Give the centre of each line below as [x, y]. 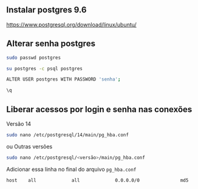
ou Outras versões [29, 146]
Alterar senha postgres [51, 44]
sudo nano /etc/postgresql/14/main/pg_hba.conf [68, 135]
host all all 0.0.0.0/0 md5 [97, 180]
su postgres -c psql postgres [45, 68]
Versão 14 [19, 124]
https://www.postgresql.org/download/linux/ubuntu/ [71, 24]
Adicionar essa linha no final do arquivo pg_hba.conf [71, 169]
